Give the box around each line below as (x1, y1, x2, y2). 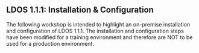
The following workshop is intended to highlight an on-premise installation (6, 20, 191, 28)
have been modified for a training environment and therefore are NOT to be (6, 33, 193, 41)
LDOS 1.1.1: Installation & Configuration (6, 5, 154, 15)
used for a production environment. (6, 40, 95, 47)
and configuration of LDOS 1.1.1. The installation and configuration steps (6, 27, 184, 34)
